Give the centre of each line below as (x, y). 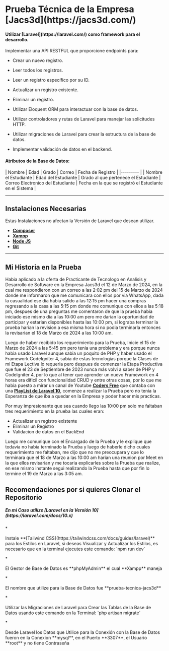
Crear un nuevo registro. (38, 60)
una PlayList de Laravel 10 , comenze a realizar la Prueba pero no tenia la (81, 391)
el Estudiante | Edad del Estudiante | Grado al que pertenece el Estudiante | (83, 177)
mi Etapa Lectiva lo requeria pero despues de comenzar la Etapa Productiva (84, 364)
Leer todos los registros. (38, 70)
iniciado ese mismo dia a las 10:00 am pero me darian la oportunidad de (80, 317)
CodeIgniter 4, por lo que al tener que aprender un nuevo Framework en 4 (82, 375)
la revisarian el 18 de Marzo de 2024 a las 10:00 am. (59, 333)
